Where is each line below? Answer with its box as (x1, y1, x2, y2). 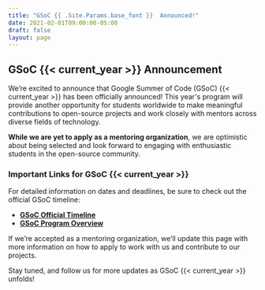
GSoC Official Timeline (19, 210, 96, 220)
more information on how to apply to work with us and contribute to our (8, 242, 241, 252)
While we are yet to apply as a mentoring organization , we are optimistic (8, 132, 248, 142)
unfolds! (8, 274, 35, 284)
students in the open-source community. (8, 149, 140, 158)
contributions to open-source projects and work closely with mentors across (8, 109, 257, 118)
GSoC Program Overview (19, 218, 104, 229)
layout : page (8, 33, 51, 42)
